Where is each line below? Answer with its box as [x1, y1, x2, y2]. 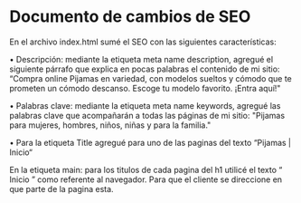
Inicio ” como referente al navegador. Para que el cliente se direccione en [9, 174, 283, 185]
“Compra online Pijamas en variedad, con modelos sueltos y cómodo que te [9, 72, 292, 83]
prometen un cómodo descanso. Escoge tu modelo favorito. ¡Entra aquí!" [9, 82, 281, 93]
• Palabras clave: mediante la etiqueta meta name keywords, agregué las [9, 100, 281, 111]
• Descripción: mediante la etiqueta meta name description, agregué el [9, 53, 274, 64]
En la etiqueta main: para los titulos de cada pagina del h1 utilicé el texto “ [9, 164, 283, 175]
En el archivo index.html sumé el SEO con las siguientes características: [9, 36, 277, 47]
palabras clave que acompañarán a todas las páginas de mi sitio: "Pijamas [9, 110, 286, 121]
